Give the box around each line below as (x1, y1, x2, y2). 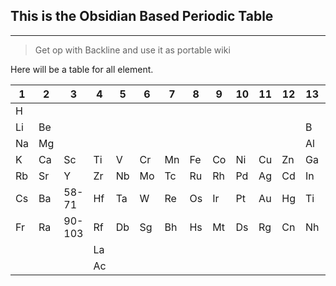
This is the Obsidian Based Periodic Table (10, 8, 274, 25)
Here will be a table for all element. (10, 63, 154, 75)
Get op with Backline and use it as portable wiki (34, 44, 231, 56)
